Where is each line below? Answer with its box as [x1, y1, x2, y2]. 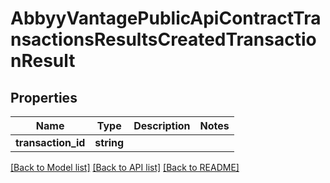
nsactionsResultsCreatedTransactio [10, 28, 317, 51]
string [94, 136, 125, 149]
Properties [10, 89, 78, 106]
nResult [10, 50, 76, 72]
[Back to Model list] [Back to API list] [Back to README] [10, 162, 240, 173]
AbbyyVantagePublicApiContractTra [10, 7, 322, 30]
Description [133, 119, 191, 132]
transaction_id [15, 136, 86, 149]
